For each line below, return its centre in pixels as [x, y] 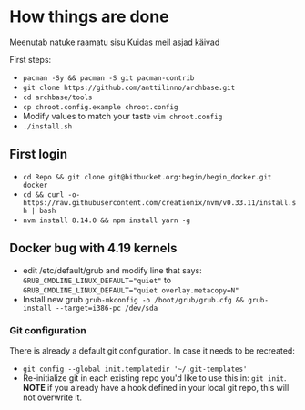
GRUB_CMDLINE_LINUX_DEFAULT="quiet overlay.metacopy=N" [131, 290]
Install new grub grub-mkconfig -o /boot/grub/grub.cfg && [133, 299]
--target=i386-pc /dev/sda [107, 308]
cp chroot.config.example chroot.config [100, 107]
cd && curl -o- [51, 195]
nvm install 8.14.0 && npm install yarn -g [107, 220]
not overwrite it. [52, 397]
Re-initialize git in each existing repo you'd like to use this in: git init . [154, 378]
